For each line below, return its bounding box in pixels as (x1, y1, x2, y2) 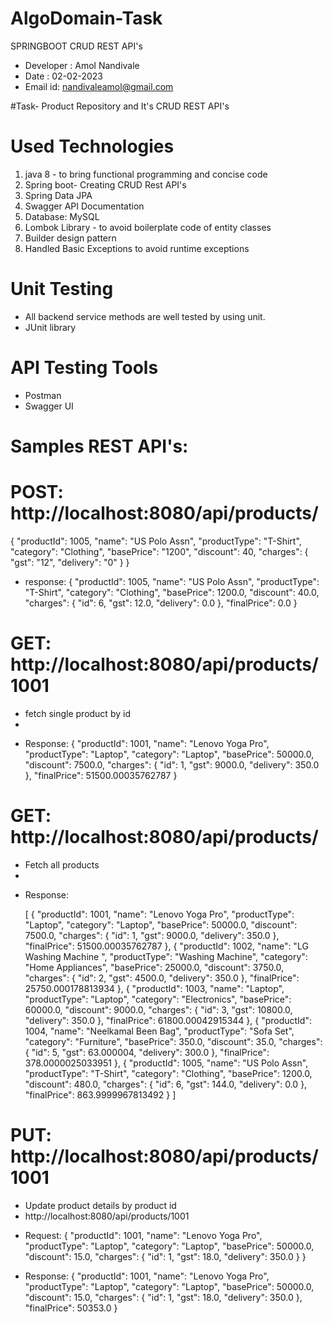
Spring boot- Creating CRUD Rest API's (24, 178, 187, 191)
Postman (24, 389, 62, 401)
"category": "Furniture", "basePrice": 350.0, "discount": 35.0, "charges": (24, 1035, 323, 1047)
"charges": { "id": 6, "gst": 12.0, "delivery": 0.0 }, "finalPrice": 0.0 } (24, 597, 298, 609)
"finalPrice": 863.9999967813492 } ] (24, 1088, 177, 1101)
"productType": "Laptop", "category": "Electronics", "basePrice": (24, 993, 292, 1005)
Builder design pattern (24, 232, 117, 244)
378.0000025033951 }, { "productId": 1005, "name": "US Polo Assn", (24, 1057, 309, 1069)
